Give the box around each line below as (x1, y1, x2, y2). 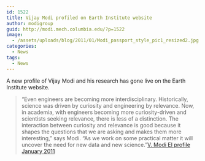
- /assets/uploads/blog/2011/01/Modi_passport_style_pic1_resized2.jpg (12, 37, 199, 43)
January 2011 (21, 148, 55, 155)
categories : (6, 43, 37, 50)
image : (6, 32, 23, 38)
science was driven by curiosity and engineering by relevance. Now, (21, 102, 195, 109)
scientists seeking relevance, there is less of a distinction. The (21, 114, 179, 122)
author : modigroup (6, 20, 53, 26)
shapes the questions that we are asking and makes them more (21, 128, 182, 135)
